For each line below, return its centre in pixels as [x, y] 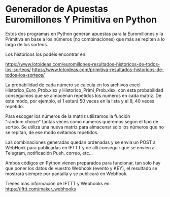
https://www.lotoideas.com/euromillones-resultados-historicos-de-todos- [83, 64]
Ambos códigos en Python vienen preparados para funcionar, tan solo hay [83, 162]
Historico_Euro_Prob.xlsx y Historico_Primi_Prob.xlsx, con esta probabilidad [84, 90]
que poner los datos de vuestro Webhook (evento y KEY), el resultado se [81, 168]
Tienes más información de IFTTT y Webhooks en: [58, 183]
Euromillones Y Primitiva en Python [81, 20]
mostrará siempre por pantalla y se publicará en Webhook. [66, 174]
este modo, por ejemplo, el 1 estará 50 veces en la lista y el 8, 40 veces [80, 101]
